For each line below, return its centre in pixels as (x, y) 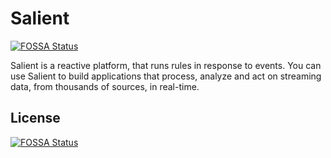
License (35, 118)
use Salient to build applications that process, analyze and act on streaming (166, 76)
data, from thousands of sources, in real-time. (105, 86)
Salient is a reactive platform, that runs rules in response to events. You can (166, 65)
